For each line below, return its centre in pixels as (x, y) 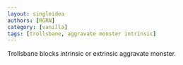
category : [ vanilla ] (38, 27)
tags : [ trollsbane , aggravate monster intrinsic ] (82, 34)
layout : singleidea (36, 14)
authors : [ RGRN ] (31, 20)
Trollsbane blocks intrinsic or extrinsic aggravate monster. (92, 54)
